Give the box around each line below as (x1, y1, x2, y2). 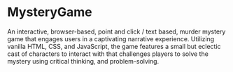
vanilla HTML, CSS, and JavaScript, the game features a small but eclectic (7, 42, 222, 50)
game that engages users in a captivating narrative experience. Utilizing (7, 34, 215, 43)
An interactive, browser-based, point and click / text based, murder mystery (7, 27, 226, 36)
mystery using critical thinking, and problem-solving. (7, 57, 160, 65)
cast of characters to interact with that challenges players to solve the (7, 50, 209, 58)
